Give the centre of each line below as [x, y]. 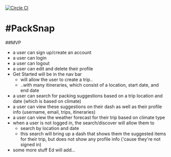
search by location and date [50, 128]
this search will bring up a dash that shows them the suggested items [93, 134]
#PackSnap [30, 29]
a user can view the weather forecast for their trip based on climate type [89, 117]
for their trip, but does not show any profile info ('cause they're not [90, 139]
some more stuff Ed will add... [44, 150]
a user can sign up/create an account [52, 52]
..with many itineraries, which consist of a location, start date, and [90, 85]
